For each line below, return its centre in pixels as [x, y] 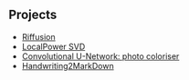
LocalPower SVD [53, 46]
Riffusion [38, 36]
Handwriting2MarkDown [68, 65]
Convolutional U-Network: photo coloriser [100, 56]
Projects [33, 15]
